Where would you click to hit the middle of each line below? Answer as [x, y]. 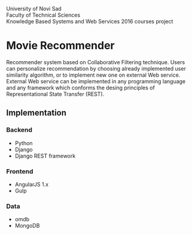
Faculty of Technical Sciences [43, 15]
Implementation [36, 113]
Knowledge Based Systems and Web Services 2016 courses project [90, 21]
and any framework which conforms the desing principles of [81, 88]
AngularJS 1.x [32, 184]
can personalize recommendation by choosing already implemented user [96, 68]
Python [24, 143]
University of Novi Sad [34, 9]
